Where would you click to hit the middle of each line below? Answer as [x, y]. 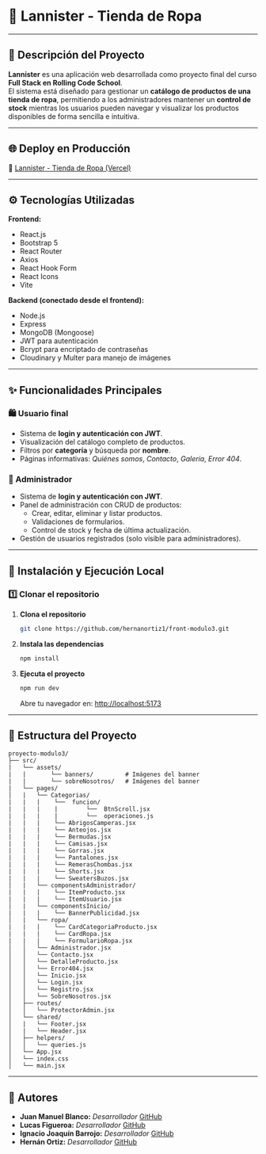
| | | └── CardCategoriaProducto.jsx [83, 927]
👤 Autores [33, 1097]
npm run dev [39, 688]
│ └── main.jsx [37, 1066]
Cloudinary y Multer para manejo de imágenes [95, 358]
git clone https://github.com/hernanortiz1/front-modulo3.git [124, 629]
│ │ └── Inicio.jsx [47, 976]
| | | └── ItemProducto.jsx [67, 892]
